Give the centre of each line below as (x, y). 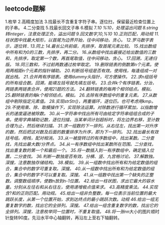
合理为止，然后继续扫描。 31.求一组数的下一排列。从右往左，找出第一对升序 (82, 125)
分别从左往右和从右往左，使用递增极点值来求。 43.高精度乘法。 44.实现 (86, 187)
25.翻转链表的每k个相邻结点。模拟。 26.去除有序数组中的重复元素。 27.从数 (81, 95)
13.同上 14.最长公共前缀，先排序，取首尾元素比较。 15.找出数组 (93, 46)
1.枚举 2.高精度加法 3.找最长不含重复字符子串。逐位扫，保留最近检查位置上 (80, 22)
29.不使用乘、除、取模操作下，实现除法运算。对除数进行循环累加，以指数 (79, 107)
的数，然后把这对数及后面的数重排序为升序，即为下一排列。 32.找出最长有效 (82, 132)
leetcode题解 (25, 9)
